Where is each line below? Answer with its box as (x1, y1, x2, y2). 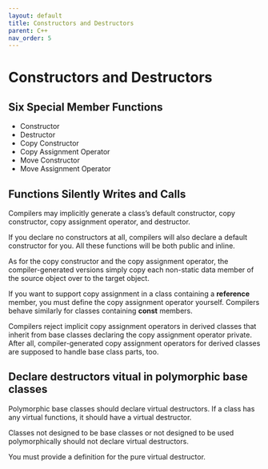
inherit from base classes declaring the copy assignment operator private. (8, 330, 252, 340)
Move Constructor (19, 155, 80, 165)
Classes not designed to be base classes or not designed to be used (8, 427, 234, 437)
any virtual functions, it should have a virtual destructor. (8, 412, 192, 422)
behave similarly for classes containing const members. (8, 306, 194, 316)
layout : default (8, 11, 62, 20)
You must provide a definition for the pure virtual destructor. (8, 451, 206, 461)
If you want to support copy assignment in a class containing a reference (8, 289, 250, 299)
